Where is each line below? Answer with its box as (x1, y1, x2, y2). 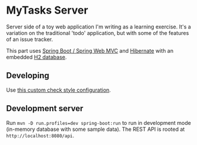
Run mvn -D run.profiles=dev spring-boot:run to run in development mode (6, 119, 191, 126)
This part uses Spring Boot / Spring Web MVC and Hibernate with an (6, 47, 174, 54)
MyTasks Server (6, 4, 88, 17)
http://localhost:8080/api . (6, 131, 75, 139)
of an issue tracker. (6, 36, 53, 43)
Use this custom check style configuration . (6, 86, 111, 94)
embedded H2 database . (6, 53, 67, 60)
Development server (6, 104, 84, 114)
